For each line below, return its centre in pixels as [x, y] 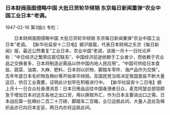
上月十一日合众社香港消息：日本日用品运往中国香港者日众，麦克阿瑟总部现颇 [85, 89]
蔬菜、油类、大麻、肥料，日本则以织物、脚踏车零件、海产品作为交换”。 [88, 70]
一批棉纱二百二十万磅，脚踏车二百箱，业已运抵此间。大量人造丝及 [91, 101]
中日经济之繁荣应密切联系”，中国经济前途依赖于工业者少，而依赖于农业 [90, 57]
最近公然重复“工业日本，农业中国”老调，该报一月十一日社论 [84, 51]
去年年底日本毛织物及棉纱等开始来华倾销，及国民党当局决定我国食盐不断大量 [85, 76]
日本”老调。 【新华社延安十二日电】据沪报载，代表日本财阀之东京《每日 [80, 44]
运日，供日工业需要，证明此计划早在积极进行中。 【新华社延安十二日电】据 [83, 82]
